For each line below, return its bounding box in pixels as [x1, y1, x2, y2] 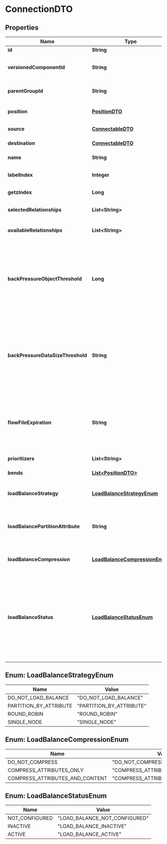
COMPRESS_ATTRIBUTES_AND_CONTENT [7, 775, 108, 782]
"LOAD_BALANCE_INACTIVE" [57, 823, 127, 830]
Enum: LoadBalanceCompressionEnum [5, 736, 129, 744]
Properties [5, 23, 39, 32]
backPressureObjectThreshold [7, 275, 82, 282]
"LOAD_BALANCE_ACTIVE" [57, 831, 122, 838]
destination [7, 140, 35, 146]
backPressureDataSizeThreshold [7, 352, 87, 359]
